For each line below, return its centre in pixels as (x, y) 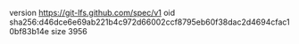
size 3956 (69, 31)
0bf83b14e (29, 31)
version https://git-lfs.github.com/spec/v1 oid (92, 13)
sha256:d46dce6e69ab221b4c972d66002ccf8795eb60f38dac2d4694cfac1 (149, 22)
